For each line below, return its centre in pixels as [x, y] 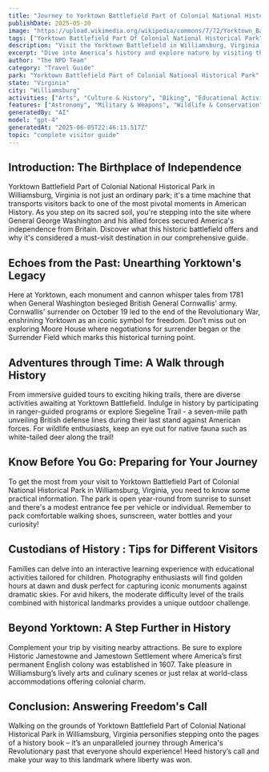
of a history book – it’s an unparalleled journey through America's [116, 743]
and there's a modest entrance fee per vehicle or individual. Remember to [130, 507]
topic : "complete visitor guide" [64, 135]
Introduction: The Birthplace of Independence [125, 168]
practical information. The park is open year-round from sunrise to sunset [130, 499]
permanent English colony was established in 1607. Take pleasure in [120, 664]
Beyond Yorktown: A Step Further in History [120, 628]
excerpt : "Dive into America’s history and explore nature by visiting [130, 53]
